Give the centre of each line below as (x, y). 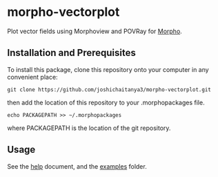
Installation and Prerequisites (71, 53)
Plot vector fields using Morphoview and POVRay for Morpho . (95, 31)
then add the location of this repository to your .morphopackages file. (106, 102)
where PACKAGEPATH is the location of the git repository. (89, 128)
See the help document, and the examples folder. (77, 166)
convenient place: (32, 77)
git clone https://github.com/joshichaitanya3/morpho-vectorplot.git (109, 90)
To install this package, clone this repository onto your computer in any (108, 69)
